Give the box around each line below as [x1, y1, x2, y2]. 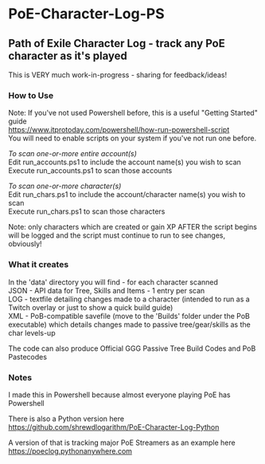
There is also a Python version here [8, 414, 125, 423]
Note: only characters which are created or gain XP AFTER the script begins [8, 222, 257, 232]
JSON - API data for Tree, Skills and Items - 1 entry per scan [8, 285, 205, 295]
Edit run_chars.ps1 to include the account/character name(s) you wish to [8, 190, 246, 199]
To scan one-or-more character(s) [8, 181, 122, 191]
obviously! [8, 239, 42, 249]
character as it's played [8, 49, 127, 62]
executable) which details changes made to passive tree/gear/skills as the [8, 320, 251, 329]
